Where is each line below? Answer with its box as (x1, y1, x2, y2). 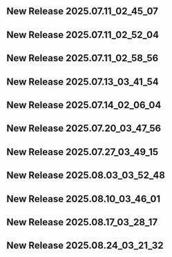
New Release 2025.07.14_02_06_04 (6, 99, 162, 111)
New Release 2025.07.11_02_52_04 (6, 29, 160, 41)
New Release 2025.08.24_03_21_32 (6, 240, 164, 251)
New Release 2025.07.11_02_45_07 (6, 6, 158, 17)
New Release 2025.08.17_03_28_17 (6, 216, 158, 228)
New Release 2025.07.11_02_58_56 (6, 52, 159, 64)
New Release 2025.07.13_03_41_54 (6, 76, 160, 88)
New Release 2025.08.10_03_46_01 (6, 193, 161, 205)
